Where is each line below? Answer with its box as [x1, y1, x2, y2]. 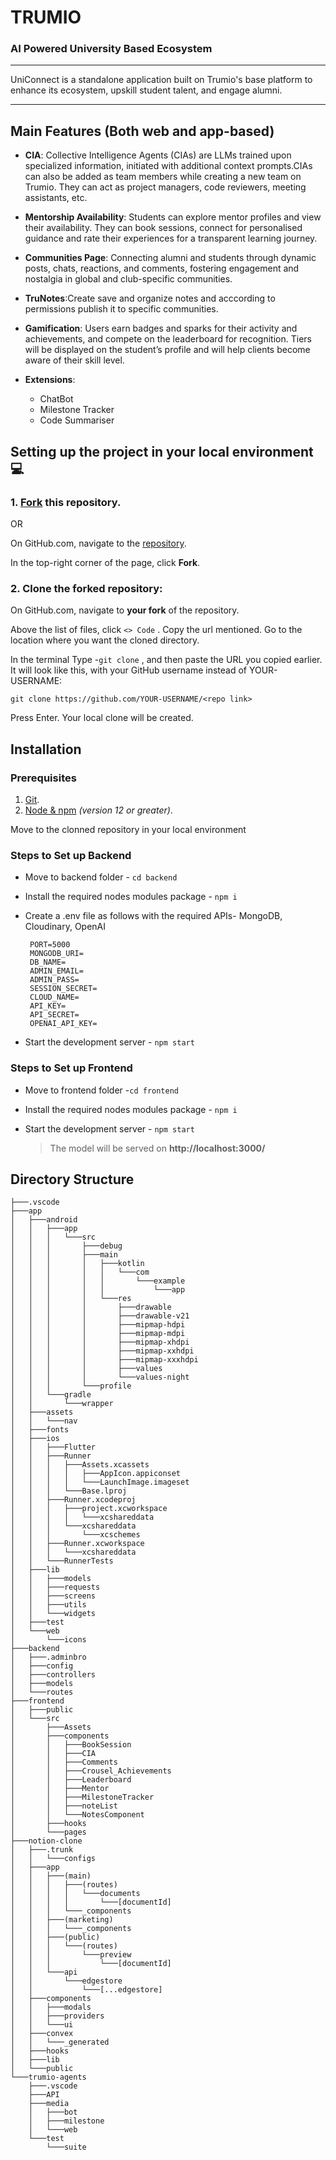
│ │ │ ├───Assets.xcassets [10, 1460, 150, 1470]
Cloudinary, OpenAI [24, 921, 107, 933]
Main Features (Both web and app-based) [10, 122, 275, 140]
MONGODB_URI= [29, 949, 84, 959]
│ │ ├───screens [10, 1591, 97, 1601]
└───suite [46, 2142, 87, 2153]
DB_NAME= [29, 957, 67, 968]
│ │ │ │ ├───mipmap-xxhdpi [10, 1346, 195, 1356]
